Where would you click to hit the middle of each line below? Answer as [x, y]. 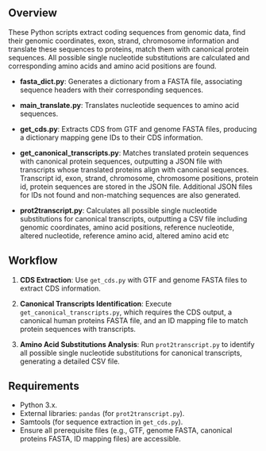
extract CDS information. [60, 288]
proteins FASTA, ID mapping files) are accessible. [100, 439]
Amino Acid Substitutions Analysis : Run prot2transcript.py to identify [137, 344]
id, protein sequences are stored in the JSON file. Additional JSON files [136, 187]
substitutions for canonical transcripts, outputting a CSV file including [133, 218]
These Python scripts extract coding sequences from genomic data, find [127, 32]
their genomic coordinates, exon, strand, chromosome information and [124, 40]
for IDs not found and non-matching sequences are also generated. [130, 195]
